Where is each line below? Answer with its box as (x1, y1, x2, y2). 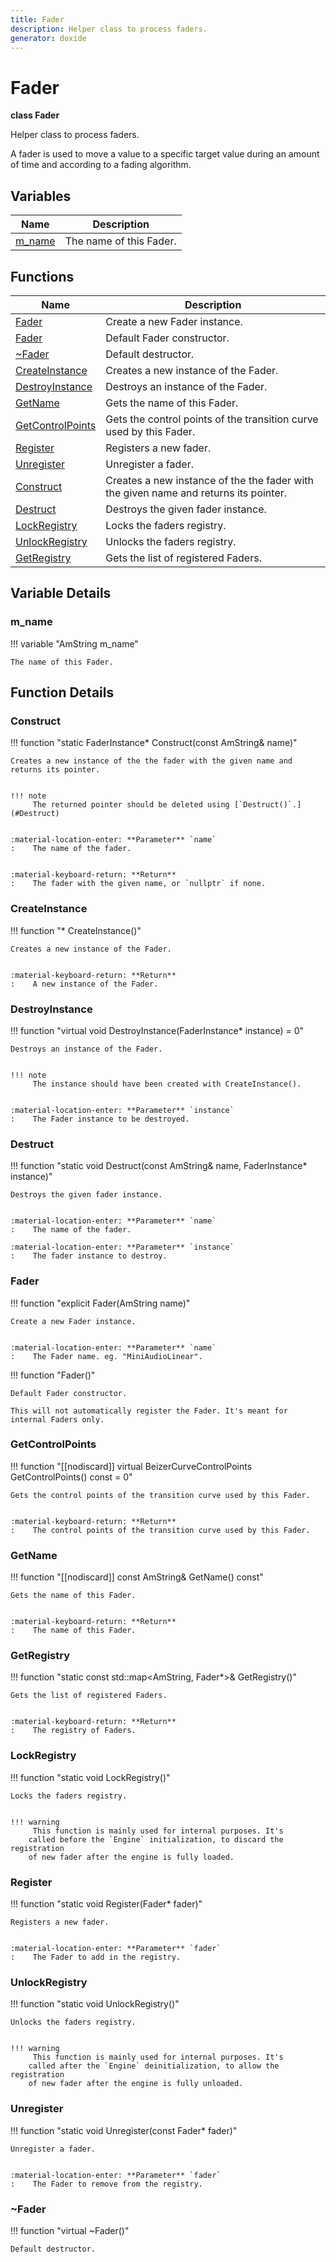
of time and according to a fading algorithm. (10, 159, 192, 171)
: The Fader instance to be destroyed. (10, 1114, 190, 1124)
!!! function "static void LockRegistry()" (10, 1771, 171, 1783)
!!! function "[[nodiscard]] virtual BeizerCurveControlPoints (10, 1460, 253, 1472)
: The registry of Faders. (10, 1726, 137, 1736)
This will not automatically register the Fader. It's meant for (10, 1406, 288, 1416)
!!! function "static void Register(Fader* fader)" (10, 1897, 203, 1910)
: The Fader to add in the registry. (10, 1952, 182, 1962)
